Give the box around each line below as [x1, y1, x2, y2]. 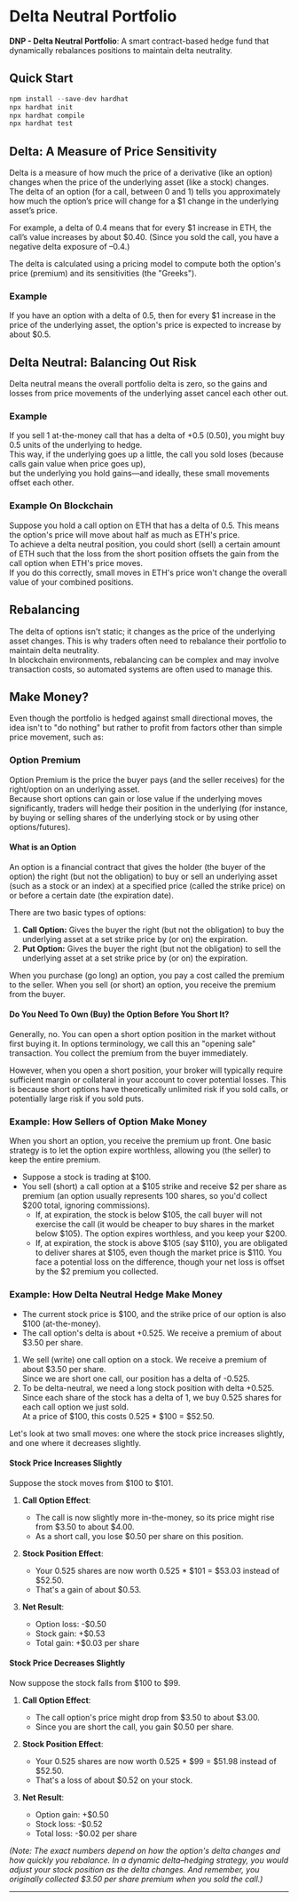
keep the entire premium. [9, 1154, 101, 1165]
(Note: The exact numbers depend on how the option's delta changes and [9, 1846, 281, 1857]
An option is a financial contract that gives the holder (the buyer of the [9, 861, 266, 872]
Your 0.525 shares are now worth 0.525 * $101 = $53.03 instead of [35, 1565, 280, 1576]
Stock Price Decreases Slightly [9, 1657, 126, 1668]
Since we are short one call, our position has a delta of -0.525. [21, 1373, 250, 1384]
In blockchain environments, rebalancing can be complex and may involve [9, 654, 279, 665]
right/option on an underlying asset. [9, 784, 140, 795]
